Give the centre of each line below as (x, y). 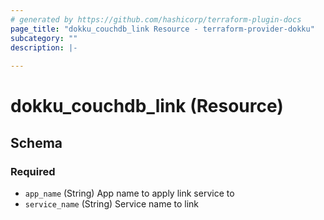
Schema (36, 142)
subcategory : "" (44, 38)
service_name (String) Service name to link (112, 204)
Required (33, 171)
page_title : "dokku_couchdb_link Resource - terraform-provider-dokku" (162, 29)
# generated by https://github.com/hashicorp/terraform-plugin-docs (156, 19)
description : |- (44, 47)
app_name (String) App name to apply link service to (129, 193)
